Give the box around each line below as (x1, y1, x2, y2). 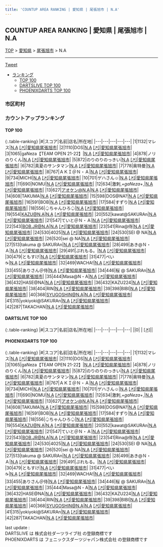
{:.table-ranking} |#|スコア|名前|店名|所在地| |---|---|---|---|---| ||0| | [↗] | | (5, 327, 153, 332)
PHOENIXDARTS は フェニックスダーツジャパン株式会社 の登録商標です (5, 536, 148, 542)
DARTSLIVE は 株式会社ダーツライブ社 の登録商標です (5, 530, 113, 536)
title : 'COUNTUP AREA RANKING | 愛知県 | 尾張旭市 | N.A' (5, 7, 120, 12)
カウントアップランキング (5, 115, 65, 122)
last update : (5, 525, 30, 530)
